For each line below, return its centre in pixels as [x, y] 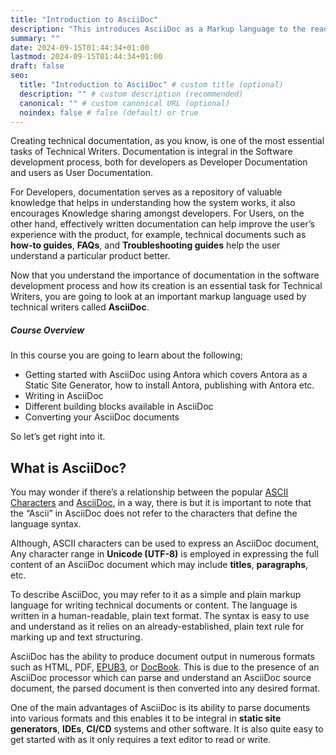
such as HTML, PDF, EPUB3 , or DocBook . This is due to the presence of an [165, 667]
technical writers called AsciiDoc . [80, 307]
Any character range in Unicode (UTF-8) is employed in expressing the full [164, 554]
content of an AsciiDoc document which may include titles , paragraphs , [159, 565]
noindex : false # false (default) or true [109, 112]
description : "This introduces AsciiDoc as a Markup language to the [158, 29]
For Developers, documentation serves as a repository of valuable [146, 192]
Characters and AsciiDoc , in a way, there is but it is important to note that [161, 503]
